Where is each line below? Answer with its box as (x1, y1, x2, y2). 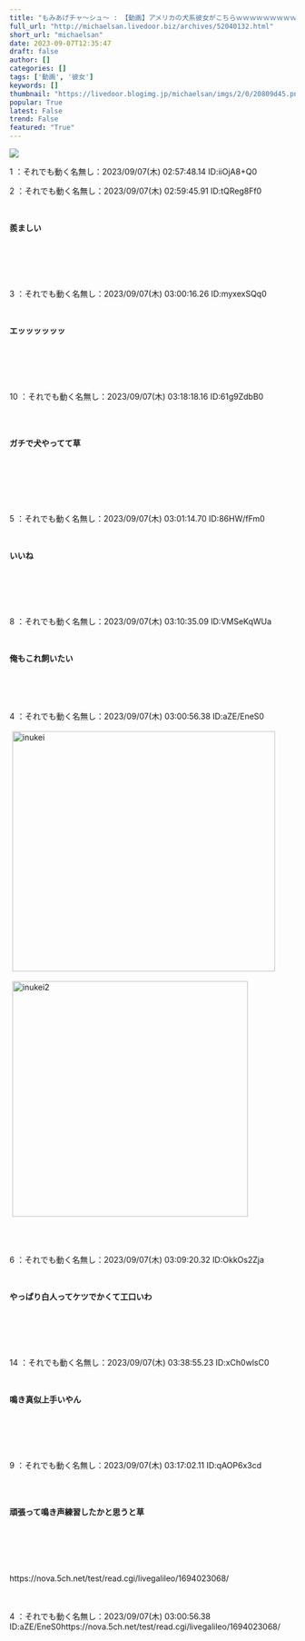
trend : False (9, 114, 59, 124)
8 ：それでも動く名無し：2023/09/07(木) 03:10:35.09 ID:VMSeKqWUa (9, 616, 272, 627)
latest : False (9, 106, 64, 115)
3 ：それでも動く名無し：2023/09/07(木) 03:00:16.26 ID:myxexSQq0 (9, 288, 267, 299)
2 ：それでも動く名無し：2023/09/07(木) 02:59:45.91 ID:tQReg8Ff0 (9, 185, 262, 196)
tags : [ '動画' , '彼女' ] (9, 73, 93, 82)
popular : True (9, 97, 64, 107)
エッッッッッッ (9, 325, 65, 336)
